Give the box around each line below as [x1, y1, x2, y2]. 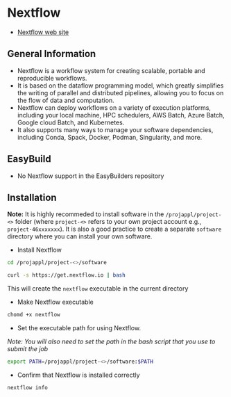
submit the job [7, 345, 49, 353]
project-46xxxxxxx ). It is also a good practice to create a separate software [7, 225, 222, 234]
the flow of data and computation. [17, 96, 114, 104]
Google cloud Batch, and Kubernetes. [17, 118, 125, 127]
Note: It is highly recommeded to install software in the [7, 210, 164, 218]
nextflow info [7, 384, 49, 391]
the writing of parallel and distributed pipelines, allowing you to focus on [17, 88, 224, 97]
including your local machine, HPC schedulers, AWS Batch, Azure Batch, [17, 111, 225, 119]
